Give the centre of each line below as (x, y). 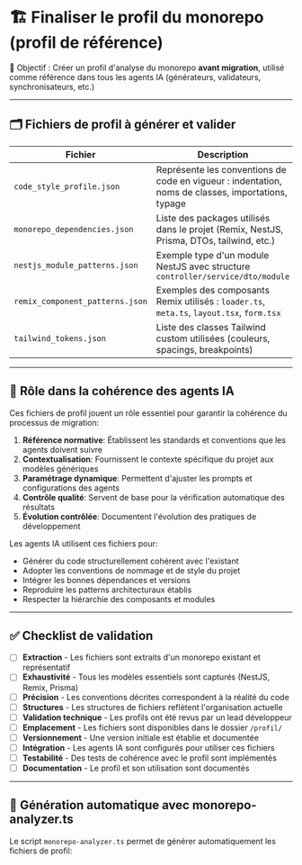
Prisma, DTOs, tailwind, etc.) (216, 240)
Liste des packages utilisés (213, 218)
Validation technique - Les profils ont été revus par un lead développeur (157, 717)
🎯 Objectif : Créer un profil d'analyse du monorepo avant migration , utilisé (147, 68)
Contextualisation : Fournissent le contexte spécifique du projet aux (148, 459)
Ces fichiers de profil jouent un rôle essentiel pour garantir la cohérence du (148, 413)
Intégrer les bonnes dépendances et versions (106, 580)
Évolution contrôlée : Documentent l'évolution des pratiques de (139, 516)
